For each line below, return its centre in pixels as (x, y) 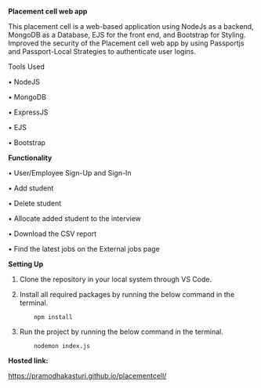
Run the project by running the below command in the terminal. (121, 332)
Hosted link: (28, 361)
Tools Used (26, 67)
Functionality (30, 158)
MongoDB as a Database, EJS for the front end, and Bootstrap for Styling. (127, 35)
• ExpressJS (28, 112)
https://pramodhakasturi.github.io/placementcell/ (87, 376)
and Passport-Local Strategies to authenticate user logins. (102, 51)
